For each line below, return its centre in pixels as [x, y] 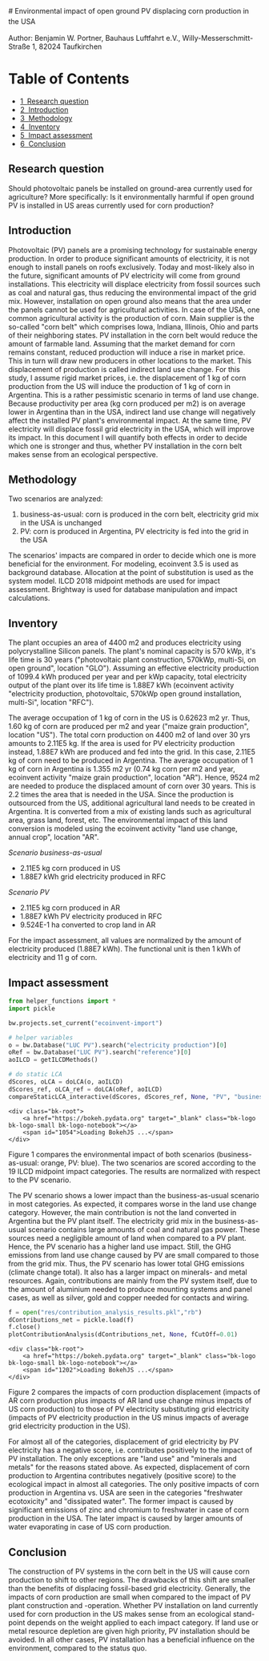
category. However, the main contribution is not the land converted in [122, 1212]
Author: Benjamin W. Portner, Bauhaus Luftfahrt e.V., [94, 38]
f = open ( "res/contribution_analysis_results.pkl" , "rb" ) [105, 1312]
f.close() [25, 1327]
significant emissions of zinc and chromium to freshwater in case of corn [129, 1510]
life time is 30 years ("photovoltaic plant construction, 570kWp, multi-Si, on [132, 660]
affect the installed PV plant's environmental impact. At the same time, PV [130, 420]
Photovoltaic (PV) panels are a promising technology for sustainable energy [133, 249]
